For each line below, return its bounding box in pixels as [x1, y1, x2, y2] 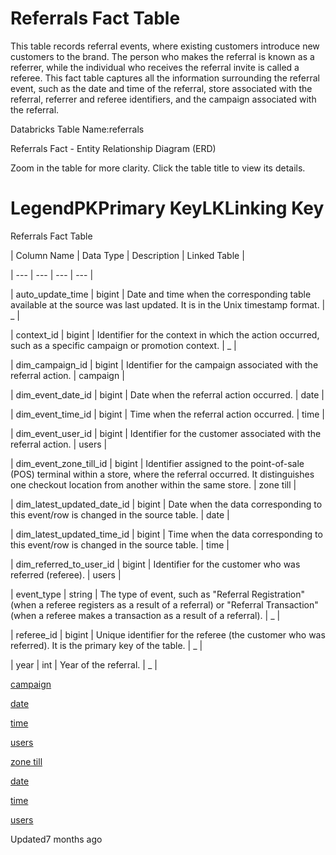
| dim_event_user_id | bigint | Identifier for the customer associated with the [10, 427, 322, 439]
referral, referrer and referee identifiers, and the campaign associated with [10, 93, 317, 105]
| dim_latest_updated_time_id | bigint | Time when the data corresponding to [10, 528, 323, 540]
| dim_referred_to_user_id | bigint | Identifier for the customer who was [10, 558, 301, 570]
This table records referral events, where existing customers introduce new [10, 40, 320, 52]
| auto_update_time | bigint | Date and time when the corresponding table [10, 288, 312, 300]
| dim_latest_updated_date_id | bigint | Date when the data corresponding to [10, 498, 323, 510]
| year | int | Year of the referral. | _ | [10, 658, 158, 671]
